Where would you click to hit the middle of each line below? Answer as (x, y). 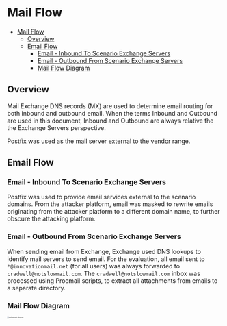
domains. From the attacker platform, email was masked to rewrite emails (110, 204)
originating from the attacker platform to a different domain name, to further (113, 212)
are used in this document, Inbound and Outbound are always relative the (110, 121)
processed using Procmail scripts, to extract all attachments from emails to (112, 280)
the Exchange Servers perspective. (56, 127)
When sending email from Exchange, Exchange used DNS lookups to (104, 251)
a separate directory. (37, 288)
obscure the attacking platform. (51, 219)
